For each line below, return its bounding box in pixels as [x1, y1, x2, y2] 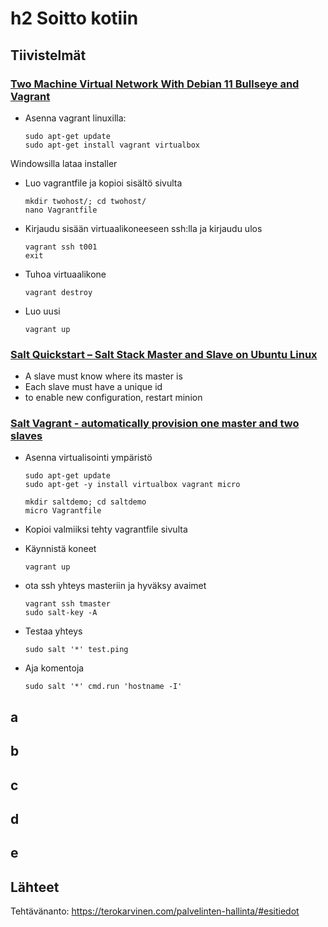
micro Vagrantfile [24, 506, 102, 516]
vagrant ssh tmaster [24, 599, 111, 609]
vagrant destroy [24, 287, 93, 297]
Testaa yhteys [24, 625, 83, 637]
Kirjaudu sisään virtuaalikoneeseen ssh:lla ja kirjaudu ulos [24, 222, 263, 234]
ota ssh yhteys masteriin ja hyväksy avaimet [24, 580, 207, 592]
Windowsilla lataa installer [10, 157, 118, 169]
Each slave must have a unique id [24, 381, 163, 393]
